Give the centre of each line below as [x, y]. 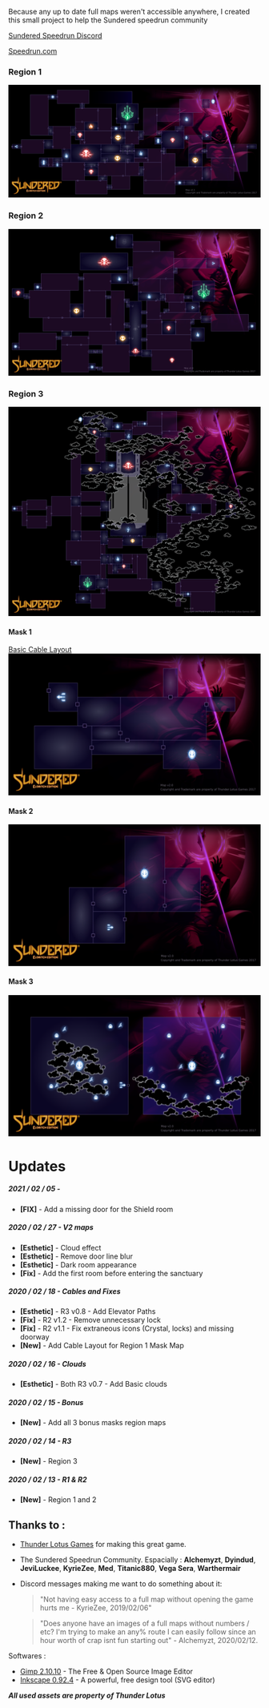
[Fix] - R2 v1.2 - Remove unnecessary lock [90, 1320]
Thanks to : [37, 1525]
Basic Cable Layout [40, 650]
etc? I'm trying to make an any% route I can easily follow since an [148, 1632]
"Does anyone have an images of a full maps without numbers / [145, 1623]
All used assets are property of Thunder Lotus [87, 1696]
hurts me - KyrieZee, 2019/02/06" [96, 1608]
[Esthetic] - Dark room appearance [78, 1264]
